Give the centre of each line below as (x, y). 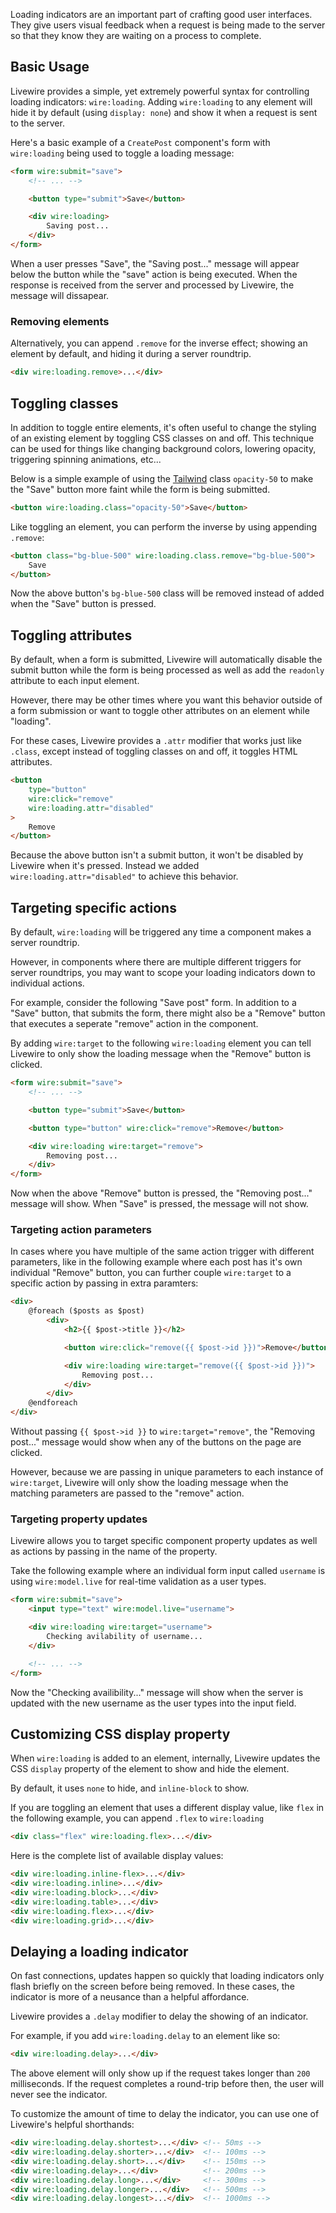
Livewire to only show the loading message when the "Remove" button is (161, 1054)
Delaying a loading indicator (99, 1951)
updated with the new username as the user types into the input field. (153, 1703)
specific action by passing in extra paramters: (104, 1283)
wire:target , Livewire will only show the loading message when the (149, 1483)
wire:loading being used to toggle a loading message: (122, 153)
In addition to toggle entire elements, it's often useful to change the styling (163, 427)
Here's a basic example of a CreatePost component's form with (140, 142)
